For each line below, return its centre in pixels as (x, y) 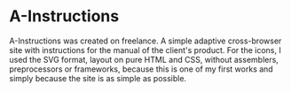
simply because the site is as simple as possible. (98, 78)
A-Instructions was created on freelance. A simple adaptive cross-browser (145, 41)
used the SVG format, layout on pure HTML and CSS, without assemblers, (144, 59)
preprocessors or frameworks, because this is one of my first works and (141, 69)
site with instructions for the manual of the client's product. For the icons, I (145, 50)
